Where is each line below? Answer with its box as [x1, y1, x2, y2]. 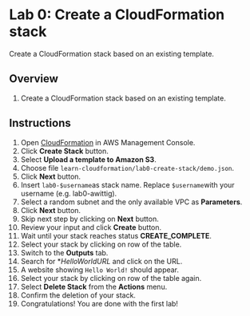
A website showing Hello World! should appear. [20, 265, 179, 275]
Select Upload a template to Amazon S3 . [20, 154, 157, 164]
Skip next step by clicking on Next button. [20, 214, 159, 223]
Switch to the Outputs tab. [20, 247, 109, 257]
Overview [9, 72, 59, 85]
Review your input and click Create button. [20, 222, 162, 232]
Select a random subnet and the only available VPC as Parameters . [20, 197, 243, 207]
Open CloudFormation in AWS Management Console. [20, 137, 196, 147]
